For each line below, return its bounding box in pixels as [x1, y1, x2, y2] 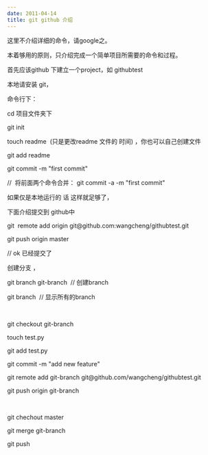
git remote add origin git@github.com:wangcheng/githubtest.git [7, 221, 189, 230]
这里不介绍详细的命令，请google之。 [7, 36, 111, 45]
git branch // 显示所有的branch [7, 293, 95, 301]
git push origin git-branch [7, 386, 80, 395]
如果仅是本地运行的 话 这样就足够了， [7, 193, 113, 201]
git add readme [7, 151, 50, 159]
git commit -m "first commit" [7, 164, 88, 173]
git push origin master [7, 234, 69, 243]
